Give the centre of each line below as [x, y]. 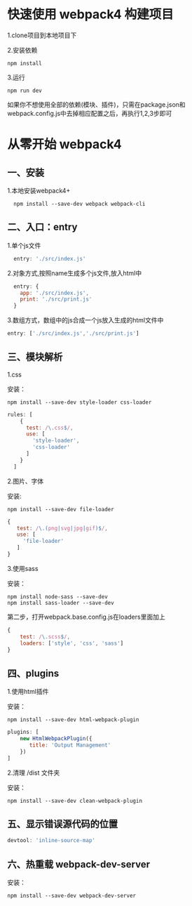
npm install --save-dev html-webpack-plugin [73, 720]
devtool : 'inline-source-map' [52, 841]
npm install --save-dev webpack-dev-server [72, 896]
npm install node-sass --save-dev [58, 597]
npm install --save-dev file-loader [61, 509]
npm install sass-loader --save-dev [61, 603]
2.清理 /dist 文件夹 [34, 773]
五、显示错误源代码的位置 [62, 824]
